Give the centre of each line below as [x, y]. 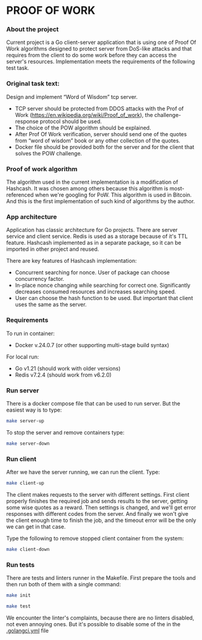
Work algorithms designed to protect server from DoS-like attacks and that [99, 49]
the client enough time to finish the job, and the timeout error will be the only [101, 520]
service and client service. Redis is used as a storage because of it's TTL [97, 236]
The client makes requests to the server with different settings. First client [98, 494]
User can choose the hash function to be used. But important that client [104, 298]
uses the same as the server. [51, 304]
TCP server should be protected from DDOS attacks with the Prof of [99, 108]
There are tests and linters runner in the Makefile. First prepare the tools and [101, 578]
